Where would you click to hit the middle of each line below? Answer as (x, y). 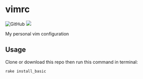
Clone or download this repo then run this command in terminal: (71, 62)
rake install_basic (26, 71)
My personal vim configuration (37, 33)
